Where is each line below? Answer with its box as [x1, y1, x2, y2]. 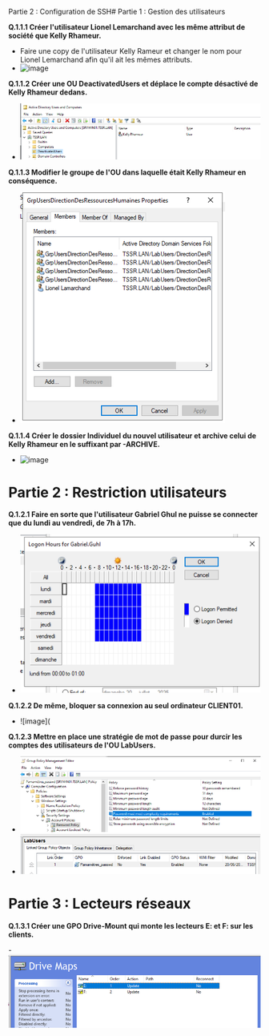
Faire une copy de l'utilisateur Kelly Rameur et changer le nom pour [19, 46, 243, 55]
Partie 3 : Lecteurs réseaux [8, 895, 191, 913]
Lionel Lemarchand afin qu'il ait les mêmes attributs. [19, 55, 193, 64]
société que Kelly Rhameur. [8, 31, 102, 40]
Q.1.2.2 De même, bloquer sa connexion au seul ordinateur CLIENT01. [8, 701, 243, 711]
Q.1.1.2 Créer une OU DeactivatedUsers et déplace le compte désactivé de [8, 79, 259, 88]
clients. [8, 929, 34, 940]
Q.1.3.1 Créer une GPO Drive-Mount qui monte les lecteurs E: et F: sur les [8, 921, 254, 931]
